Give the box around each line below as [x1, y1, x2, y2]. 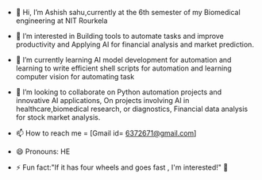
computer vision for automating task [15, 72, 135, 81]
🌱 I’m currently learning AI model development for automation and [15, 56, 232, 64]
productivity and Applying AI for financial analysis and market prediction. [15, 40, 254, 49]
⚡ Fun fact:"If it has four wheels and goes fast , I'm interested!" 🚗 [15, 163, 229, 172]
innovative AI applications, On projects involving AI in [15, 96, 190, 105]
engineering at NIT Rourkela [15, 16, 108, 25]
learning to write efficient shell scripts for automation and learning [15, 63, 232, 73]
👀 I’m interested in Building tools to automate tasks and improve [15, 32, 224, 40]
